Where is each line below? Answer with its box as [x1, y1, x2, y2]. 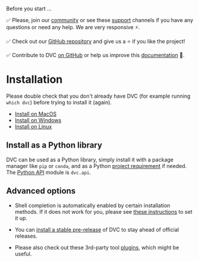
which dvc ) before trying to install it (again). [6, 98, 112, 106]
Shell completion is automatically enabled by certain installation [14, 202, 170, 209]
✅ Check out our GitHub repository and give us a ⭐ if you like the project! [6, 38, 185, 45]
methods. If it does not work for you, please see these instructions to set [14, 208, 192, 215]
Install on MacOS [14, 110, 57, 117]
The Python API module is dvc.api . [6, 169, 91, 176]
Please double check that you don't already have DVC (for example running [6, 92, 191, 99]
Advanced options [6, 186, 76, 196]
